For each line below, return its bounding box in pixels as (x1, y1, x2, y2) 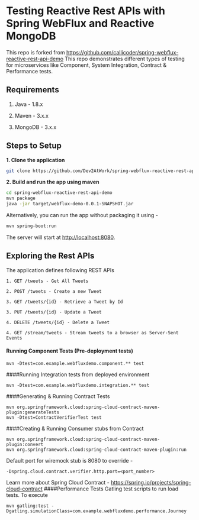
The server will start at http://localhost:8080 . (6, 234, 115, 241)
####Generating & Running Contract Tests (6, 392, 110, 400)
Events (6, 335, 23, 341)
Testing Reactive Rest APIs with (6, 4, 166, 18)
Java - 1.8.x (14, 101, 43, 108)
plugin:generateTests (6, 409, 60, 415)
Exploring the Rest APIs (6, 251, 95, 261)
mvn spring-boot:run (6, 223, 57, 229)
